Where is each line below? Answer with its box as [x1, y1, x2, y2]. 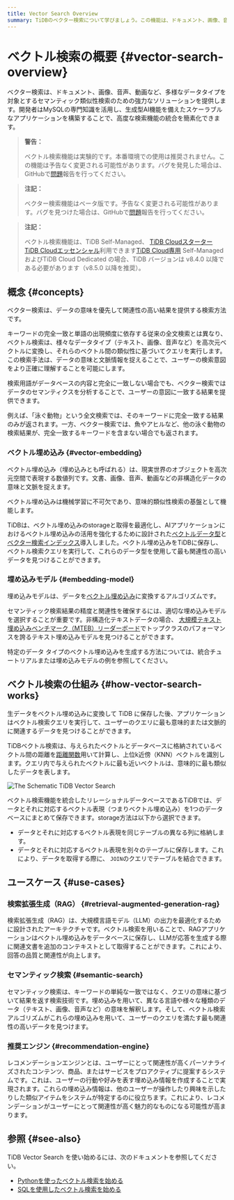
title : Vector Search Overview [7, 10, 98, 17]
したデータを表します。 [7, 767, 75, 776]
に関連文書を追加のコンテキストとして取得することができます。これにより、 [7, 942, 226, 951]
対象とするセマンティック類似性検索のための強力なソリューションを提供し [7, 97, 221, 105]
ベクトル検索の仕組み [7, 678, 99, 690]
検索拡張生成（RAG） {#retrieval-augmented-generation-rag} [7, 899, 221, 909]
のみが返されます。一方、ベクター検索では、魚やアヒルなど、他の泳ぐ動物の [7, 420, 226, 428]
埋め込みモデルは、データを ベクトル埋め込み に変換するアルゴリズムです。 [7, 591, 221, 600]
